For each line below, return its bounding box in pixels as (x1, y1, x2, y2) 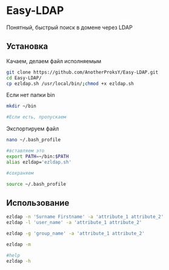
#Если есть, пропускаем (6, 114, 67, 120)
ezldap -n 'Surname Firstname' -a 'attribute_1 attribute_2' (6, 214, 164, 220)
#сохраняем (6, 170, 34, 176)
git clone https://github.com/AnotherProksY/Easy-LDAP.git (6, 69, 159, 75)
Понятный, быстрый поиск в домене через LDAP (6, 24, 133, 31)
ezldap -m (6, 241, 31, 248)
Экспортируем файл (6, 125, 59, 132)
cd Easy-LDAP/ (6, 75, 42, 81)
